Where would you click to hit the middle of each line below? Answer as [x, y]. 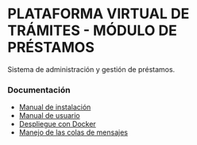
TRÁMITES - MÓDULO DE [93, 31]
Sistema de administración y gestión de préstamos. [91, 69]
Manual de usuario [49, 116]
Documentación [39, 90]
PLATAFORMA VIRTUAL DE [98, 14]
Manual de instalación [55, 107]
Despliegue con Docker [57, 124]
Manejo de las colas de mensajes [73, 132]
